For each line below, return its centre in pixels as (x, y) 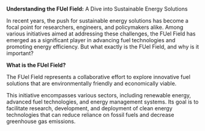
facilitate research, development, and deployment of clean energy (89, 108)
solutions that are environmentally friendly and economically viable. (91, 83)
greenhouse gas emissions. (41, 121)
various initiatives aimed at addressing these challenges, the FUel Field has (101, 34)
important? (20, 53)
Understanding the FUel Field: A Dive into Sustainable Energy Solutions (97, 9)
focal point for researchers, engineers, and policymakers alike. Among (95, 27)
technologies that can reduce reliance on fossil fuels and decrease (90, 115)
